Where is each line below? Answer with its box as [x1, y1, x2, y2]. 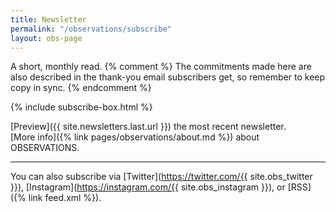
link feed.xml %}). [28, 192, 102, 204]
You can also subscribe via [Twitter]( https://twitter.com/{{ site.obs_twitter [10, 171, 313, 183]
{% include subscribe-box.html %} [10, 101, 153, 113]
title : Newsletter [10, 14, 87, 25]
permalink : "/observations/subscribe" [10, 24, 172, 34]
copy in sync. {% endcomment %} [10, 82, 152, 94]
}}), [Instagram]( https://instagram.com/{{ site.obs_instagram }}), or [10, 181, 286, 193]
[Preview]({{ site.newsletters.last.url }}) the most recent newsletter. [10, 121, 287, 133]
